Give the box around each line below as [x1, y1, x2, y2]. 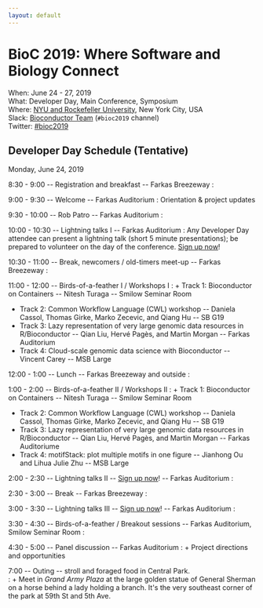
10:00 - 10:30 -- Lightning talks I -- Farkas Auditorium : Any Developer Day [8, 225, 250, 235]
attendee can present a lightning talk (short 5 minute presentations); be [8, 234, 239, 243]
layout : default [8, 11, 61, 20]
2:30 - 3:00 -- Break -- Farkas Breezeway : [8, 489, 148, 498]
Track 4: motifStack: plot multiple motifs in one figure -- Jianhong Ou [19, 450, 243, 460]
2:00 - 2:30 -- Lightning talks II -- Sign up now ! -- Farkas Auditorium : [8, 474, 234, 483]
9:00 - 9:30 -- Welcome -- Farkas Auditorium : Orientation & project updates [8, 195, 256, 205]
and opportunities [8, 551, 66, 561]
